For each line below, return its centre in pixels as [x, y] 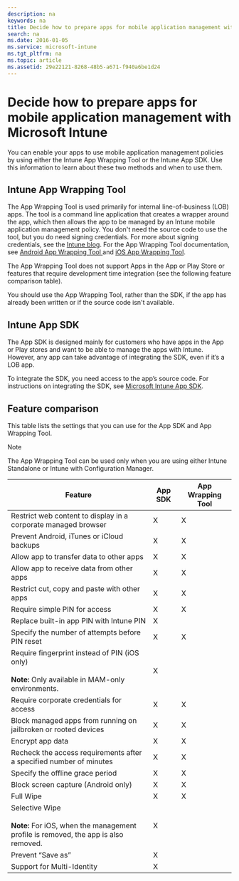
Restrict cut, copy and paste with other [75, 589]
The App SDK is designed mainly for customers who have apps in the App [116, 342]
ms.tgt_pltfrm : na [34, 54]
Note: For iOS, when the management [74, 825]
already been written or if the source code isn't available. [91, 303]
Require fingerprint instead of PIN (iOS [75, 653]
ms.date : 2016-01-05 [38, 41]
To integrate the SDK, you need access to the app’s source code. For [108, 379]
